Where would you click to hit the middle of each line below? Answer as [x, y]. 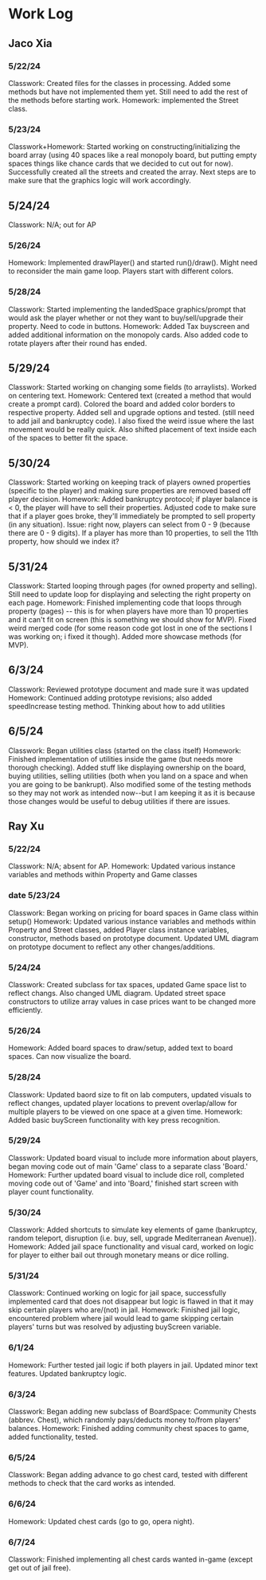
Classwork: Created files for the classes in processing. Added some [119, 83]
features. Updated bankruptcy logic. [68, 1373]
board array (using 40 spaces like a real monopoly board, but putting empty [133, 155]
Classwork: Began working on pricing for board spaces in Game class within [133, 912]
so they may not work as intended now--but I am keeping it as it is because [132, 793]
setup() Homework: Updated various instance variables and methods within [132, 921]
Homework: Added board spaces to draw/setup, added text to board [121, 1048]
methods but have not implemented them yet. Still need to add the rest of [128, 92]
